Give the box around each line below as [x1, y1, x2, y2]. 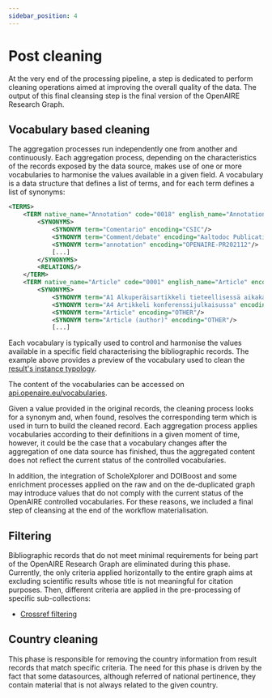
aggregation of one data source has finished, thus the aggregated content [8, 447, 256, 457]
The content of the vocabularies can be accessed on [8, 380, 185, 389]
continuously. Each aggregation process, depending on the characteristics [8, 153, 257, 163]
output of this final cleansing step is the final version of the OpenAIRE [8, 91, 240, 100]
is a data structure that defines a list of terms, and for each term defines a [8, 179, 255, 189]
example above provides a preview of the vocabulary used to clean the [8, 355, 245, 365]
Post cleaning [8, 46, 103, 65]
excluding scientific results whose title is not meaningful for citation [8, 577, 233, 586]
